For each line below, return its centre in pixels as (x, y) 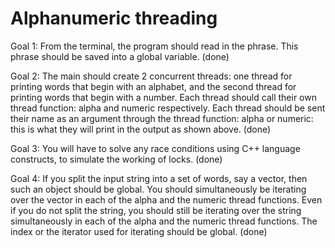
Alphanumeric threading (114, 18)
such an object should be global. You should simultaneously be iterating (158, 189)
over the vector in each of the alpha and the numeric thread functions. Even (166, 199)
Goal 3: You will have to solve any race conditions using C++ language (155, 148)
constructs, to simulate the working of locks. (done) (116, 159)
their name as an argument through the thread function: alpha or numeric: (162, 118)
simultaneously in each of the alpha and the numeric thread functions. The (164, 221)
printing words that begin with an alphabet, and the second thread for (153, 86)
